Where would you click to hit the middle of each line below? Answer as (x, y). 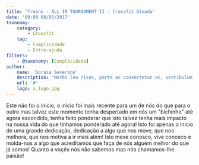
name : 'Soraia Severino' (48, 72)
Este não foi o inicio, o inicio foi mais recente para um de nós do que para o (98, 105)
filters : (17, 56)
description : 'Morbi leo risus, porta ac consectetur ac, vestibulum (105, 77)
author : (16, 67)
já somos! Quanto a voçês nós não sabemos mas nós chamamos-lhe (90, 149)
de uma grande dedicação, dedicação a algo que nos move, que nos (90, 130)
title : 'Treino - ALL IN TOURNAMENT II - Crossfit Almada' (81, 12)
